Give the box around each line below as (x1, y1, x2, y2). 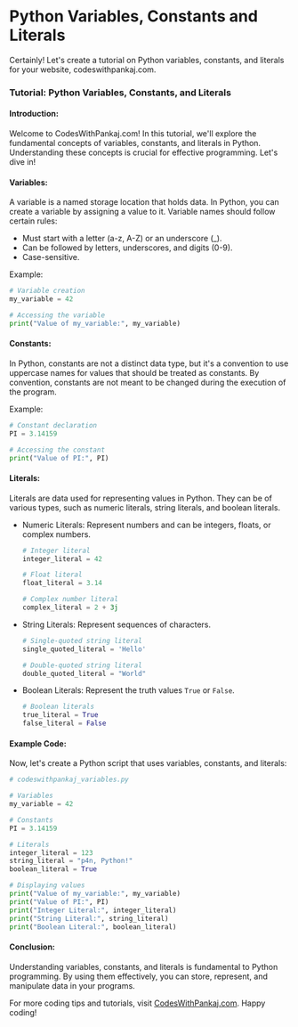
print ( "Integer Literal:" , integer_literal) (9, 906, 177, 915)
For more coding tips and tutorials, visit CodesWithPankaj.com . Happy (9, 998, 266, 1008)
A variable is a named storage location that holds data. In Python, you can (9, 197, 280, 208)
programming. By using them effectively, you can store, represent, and (9, 971, 269, 982)
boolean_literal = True (9, 865, 98, 874)
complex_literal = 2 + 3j (21, 603, 118, 612)
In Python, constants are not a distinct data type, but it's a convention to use (9, 358, 289, 369)
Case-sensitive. (21, 252, 80, 263)
